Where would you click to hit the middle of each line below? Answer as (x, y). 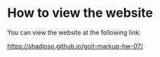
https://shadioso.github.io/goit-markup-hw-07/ (75, 46)
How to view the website (80, 13)
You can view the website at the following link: (74, 32)
